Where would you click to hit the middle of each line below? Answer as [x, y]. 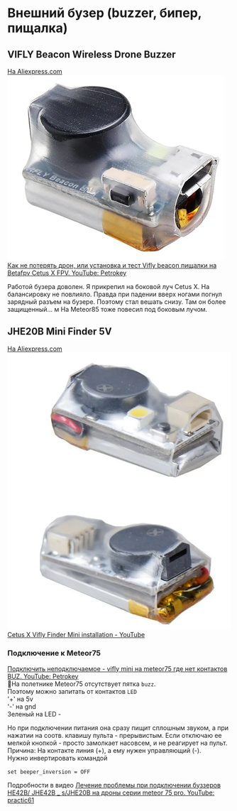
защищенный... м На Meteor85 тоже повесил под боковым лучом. [108, 309]
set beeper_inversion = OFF [49, 772]
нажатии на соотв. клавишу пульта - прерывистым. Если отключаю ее [115, 735]
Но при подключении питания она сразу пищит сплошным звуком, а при [118, 728]
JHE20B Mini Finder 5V [60, 332]
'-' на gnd [22, 706]
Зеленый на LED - [34, 714]
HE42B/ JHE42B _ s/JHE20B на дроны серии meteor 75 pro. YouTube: [111, 793]
